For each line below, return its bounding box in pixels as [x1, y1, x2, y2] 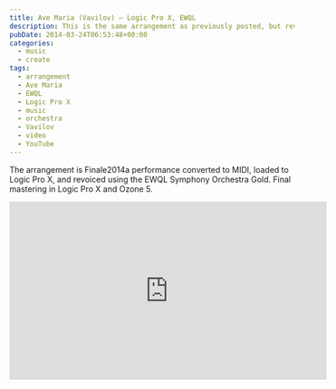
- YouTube [17, 139, 54, 148]
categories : [9, 38, 54, 48]
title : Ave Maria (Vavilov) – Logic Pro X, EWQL [9, 13, 197, 23]
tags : [9, 64, 30, 73]
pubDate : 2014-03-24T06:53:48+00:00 [9, 30, 148, 39]
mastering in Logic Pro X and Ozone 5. [9, 183, 153, 194]
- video [17, 131, 47, 140]
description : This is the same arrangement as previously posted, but [9, 22, 282, 31]
